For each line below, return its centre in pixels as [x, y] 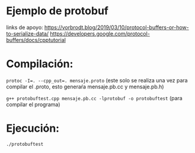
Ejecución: [33, 128]
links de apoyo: [25, 27]
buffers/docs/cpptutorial [36, 40]
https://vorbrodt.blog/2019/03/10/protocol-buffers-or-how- [116, 27]
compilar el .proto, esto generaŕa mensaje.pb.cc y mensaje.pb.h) [85, 87]
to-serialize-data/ [28, 33]
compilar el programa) [33, 104]
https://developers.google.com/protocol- [100, 33]
